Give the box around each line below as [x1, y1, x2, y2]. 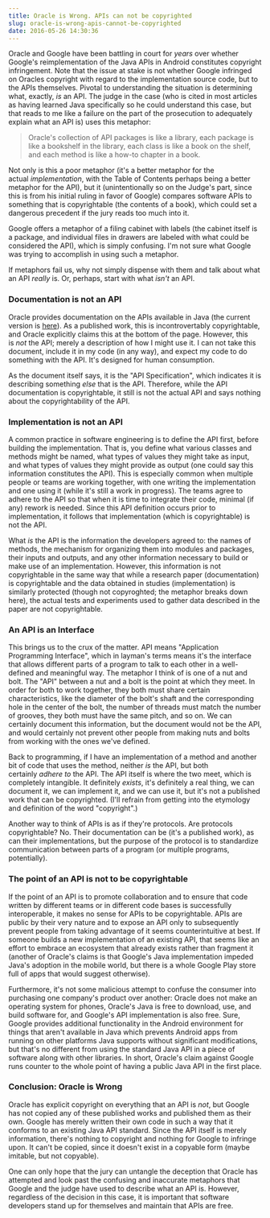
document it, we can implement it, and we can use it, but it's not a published [8, 787, 261, 796]
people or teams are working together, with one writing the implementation [8, 477, 256, 487]
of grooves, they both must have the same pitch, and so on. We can [8, 711, 232, 720]
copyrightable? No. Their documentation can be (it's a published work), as [8, 828, 255, 837]
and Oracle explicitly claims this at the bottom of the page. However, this [8, 329, 248, 339]
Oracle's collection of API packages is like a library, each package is [27, 133, 255, 142]
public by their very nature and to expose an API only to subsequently [8, 917, 239, 927]
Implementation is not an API [8, 416, 123, 427]
